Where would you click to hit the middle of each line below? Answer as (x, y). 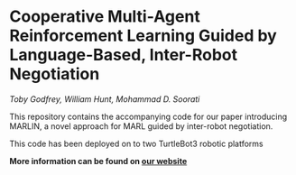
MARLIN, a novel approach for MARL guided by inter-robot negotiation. (141, 126)
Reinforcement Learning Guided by (143, 36)
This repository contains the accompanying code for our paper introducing (148, 116)
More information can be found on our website (98, 161)
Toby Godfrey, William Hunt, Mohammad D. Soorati (105, 99)
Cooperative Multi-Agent (105, 17)
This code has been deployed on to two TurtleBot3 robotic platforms (136, 143)
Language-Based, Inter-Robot (124, 55)
